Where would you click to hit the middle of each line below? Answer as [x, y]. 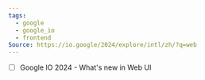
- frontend [33, 38]
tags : [17, 15]
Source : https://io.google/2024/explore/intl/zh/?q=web [102, 45]
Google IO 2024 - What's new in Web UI [85, 67]
